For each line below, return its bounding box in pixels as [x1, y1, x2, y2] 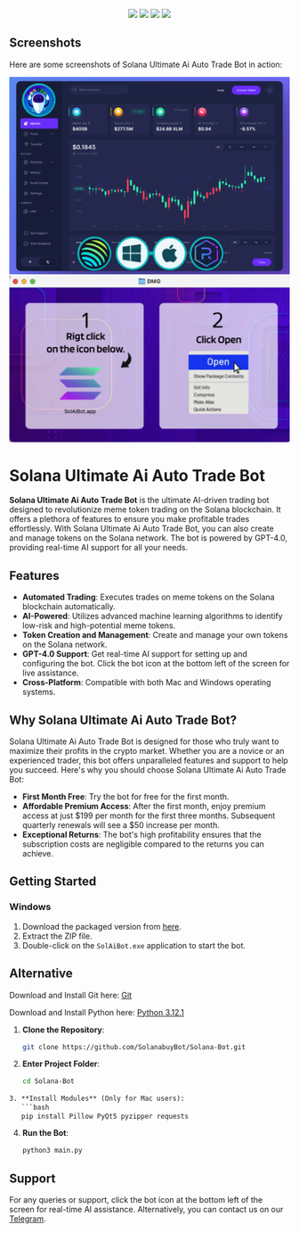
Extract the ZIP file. [21, 931, 93, 941]
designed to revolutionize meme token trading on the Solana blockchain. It [9, 504, 282, 515]
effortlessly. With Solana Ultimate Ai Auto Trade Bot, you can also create [9, 523, 274, 534]
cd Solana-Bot [21, 1077, 75, 1086]
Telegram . [9, 1213, 46, 1224]
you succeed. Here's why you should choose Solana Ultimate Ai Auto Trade [9, 765, 287, 775]
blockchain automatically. [21, 601, 116, 612]
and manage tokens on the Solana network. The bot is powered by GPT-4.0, [9, 533, 287, 543]
